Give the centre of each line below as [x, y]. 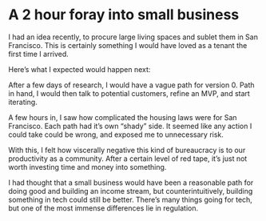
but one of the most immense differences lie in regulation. [103, 208]
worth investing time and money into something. [87, 167]
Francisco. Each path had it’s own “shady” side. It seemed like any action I [130, 126]
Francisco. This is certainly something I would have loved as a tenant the [128, 45]
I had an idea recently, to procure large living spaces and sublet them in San [133, 37]
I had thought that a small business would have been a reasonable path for [131, 183]
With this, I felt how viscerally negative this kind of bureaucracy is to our [127, 150]
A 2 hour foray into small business [124, 15]
